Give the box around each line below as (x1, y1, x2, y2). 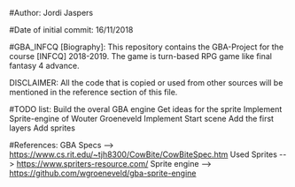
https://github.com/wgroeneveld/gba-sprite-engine (9, 168, 197, 178)
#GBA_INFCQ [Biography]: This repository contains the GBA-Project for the (9, 41, 284, 52)
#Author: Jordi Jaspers (9, 8, 94, 18)
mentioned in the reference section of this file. (9, 87, 178, 97)
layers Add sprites (9, 123, 75, 133)
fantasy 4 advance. (9, 61, 80, 71)
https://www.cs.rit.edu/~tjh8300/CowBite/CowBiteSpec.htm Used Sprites (9, 149, 277, 160)
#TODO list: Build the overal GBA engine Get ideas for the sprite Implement (9, 104, 283, 114)
